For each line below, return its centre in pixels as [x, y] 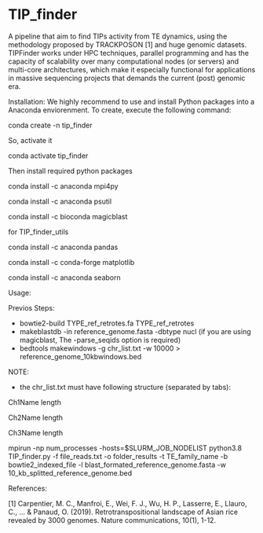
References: [27, 488]
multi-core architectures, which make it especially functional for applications [132, 69]
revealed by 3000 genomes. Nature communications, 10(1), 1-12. [112, 520]
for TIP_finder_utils [38, 232]
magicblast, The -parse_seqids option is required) [100, 340]
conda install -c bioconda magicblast [68, 216]
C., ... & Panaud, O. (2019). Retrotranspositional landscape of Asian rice [123, 512]
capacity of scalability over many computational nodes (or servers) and [124, 61]
